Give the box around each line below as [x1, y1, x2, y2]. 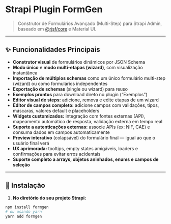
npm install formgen [5, 205, 49, 210]
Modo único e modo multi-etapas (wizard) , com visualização [12, 64, 144, 70]
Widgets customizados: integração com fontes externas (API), [12, 113, 146, 119]
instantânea [12, 70, 38, 76]
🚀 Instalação [5, 181, 45, 190]
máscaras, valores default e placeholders [12, 107, 100, 114]
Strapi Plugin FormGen [5, 4, 103, 15]
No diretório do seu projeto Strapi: [12, 194, 87, 201]
